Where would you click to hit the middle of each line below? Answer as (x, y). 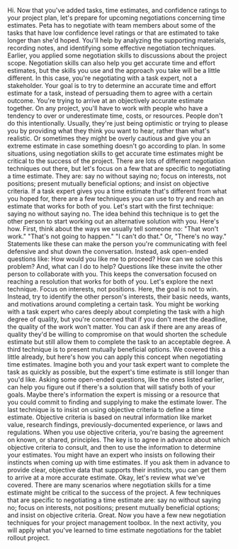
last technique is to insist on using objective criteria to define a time (106, 410)
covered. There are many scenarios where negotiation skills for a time (109, 485)
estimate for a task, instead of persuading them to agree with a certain (110, 93)
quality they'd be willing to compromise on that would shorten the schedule (117, 334)
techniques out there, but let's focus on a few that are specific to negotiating (119, 168)
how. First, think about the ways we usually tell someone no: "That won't (113, 229)
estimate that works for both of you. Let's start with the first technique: (110, 206)
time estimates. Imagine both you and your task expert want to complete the (119, 364)
